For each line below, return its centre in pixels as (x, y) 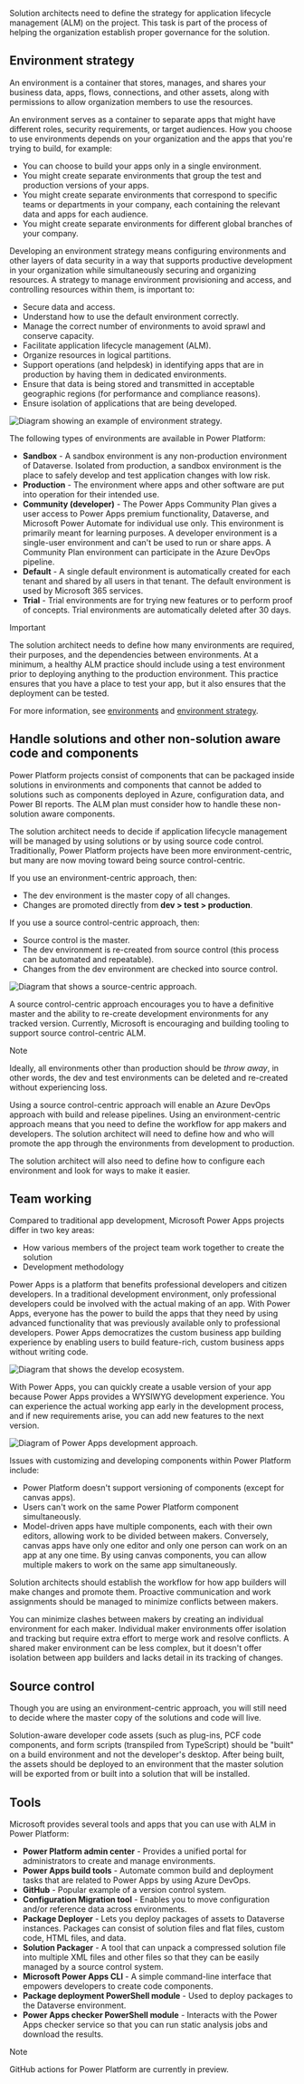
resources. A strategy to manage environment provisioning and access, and (151, 279)
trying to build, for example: (61, 148)
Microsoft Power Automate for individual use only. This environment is (153, 523)
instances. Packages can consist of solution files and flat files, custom (153, 1928)
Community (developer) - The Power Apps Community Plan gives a (150, 504)
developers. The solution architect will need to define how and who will (142, 1134)
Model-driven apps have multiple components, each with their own (147, 1527)
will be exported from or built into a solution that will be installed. (130, 1774)
